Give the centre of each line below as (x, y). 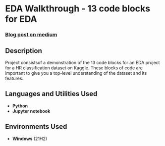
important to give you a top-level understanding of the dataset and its (76, 73)
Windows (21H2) (30, 139)
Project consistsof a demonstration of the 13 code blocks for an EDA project (82, 62)
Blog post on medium (31, 35)
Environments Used (36, 127)
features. (14, 78)
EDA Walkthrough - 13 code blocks (78, 9)
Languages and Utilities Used (51, 94)
